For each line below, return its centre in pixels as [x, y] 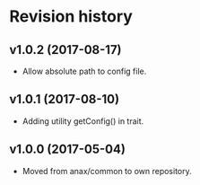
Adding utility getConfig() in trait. [83, 121]
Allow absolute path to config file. [84, 71]
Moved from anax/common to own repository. [107, 171]
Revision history [71, 17]
